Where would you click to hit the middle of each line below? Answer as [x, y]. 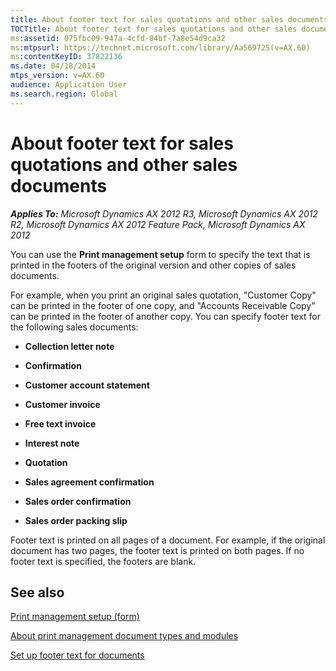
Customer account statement [87, 385]
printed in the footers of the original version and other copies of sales [153, 265]
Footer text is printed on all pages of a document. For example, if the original [168, 540]
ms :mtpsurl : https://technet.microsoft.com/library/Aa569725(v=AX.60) [160, 47]
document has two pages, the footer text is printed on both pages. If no [157, 550]
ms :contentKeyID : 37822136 [66, 57]
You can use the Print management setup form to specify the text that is [160, 254]
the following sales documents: [74, 327]
